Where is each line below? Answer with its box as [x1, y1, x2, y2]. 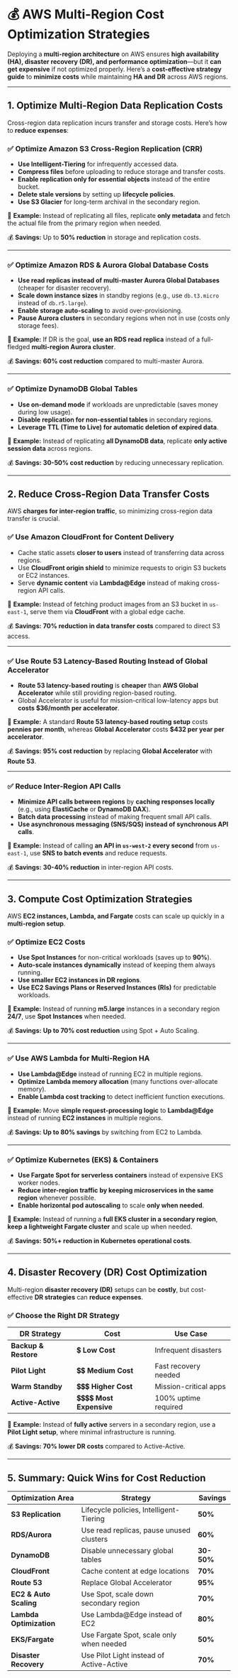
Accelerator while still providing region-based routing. [17, 689, 177, 697]
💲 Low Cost [76, 1345, 115, 1355]
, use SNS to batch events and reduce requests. [25, 849, 168, 857]
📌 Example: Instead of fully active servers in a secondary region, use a [7, 1420, 216, 1429]
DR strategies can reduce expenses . [34, 1293, 144, 1301]
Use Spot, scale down [81, 1589, 154, 1599]
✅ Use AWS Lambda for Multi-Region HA [7, 1053, 150, 1063]
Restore [11, 1350, 38, 1360]
